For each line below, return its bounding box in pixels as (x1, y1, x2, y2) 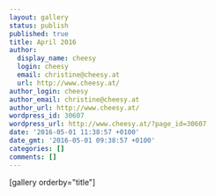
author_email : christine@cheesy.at (9, 94, 140, 104)
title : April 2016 (9, 37, 77, 47)
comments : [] (9, 152, 57, 162)
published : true (9, 29, 69, 38)
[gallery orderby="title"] (9, 177, 96, 187)
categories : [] (9, 144, 65, 153)
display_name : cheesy (17, 54, 97, 63)
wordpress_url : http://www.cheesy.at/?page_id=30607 (9, 120, 207, 129)
